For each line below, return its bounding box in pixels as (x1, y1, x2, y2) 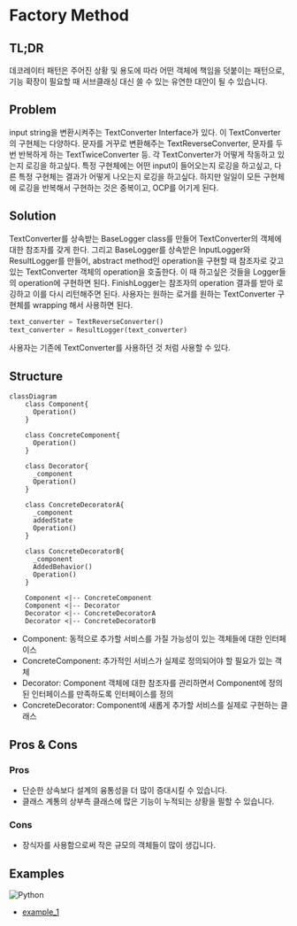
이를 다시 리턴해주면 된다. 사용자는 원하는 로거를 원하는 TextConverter (32, 289, 276, 299)
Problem (9, 103, 57, 118)
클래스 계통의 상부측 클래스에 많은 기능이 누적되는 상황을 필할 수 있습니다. (21, 796, 275, 806)
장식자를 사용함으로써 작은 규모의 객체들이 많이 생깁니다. (21, 840, 217, 851)
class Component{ (25, 400, 89, 409)
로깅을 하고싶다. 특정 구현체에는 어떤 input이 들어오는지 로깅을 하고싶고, (25, 160, 272, 171)
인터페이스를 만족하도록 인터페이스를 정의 (31, 689, 174, 699)
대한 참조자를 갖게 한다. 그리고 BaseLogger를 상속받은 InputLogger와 (9, 244, 251, 255)
